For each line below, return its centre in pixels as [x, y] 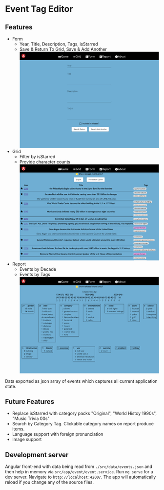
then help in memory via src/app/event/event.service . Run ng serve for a [79, 472]
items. [18, 429]
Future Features [30, 402]
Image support [27, 440]
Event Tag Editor [39, 9]
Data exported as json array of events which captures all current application [81, 381]
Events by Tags [35, 275]
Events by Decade [38, 269]
